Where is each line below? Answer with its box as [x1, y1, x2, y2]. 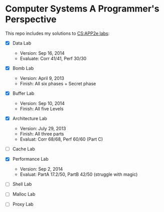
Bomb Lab [12, 65, 34, 71]
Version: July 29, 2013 [20, 126, 66, 132]
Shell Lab [12, 181, 32, 187]
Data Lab [12, 40, 32, 46]
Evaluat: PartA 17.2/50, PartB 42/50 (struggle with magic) [20, 171, 138, 177]
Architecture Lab [12, 116, 48, 122]
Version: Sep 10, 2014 [20, 100, 65, 107]
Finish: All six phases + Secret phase [20, 81, 96, 87]
